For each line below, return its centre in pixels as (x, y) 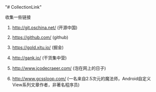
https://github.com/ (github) (40, 37)
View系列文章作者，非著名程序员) (46, 85)
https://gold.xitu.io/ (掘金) (38, 47)
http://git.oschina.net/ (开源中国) (45, 27)
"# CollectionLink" (23, 7)
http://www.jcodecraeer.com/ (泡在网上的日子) (59, 68)
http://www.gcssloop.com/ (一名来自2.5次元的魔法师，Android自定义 (81, 79)
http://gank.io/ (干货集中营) (39, 58)
